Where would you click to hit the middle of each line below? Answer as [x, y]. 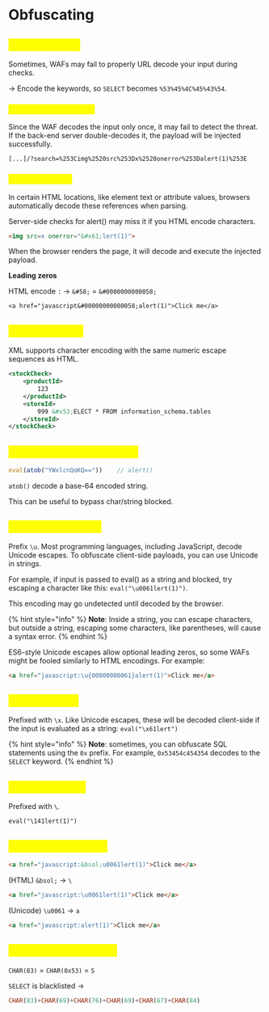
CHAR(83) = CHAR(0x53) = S [52, 970]
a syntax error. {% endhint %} [58, 636]
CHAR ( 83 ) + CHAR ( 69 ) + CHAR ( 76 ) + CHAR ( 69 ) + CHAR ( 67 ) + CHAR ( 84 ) [104, 1001]
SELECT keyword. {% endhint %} [61, 761]
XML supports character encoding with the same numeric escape [118, 350]
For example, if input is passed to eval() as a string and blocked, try [120, 579]
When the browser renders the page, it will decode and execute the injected [134, 252]
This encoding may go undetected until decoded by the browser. [116, 603]
